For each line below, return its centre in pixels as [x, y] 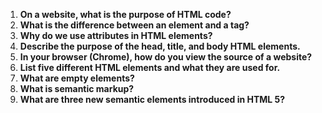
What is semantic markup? [77, 88]
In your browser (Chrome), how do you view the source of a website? [166, 57]
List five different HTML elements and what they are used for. [150, 67]
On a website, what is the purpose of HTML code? [125, 14]
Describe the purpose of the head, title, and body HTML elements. [160, 46]
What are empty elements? [77, 78]
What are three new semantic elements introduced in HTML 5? [152, 99]
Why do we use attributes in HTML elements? [116, 35]
